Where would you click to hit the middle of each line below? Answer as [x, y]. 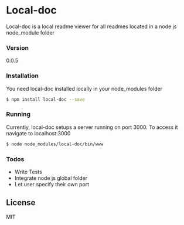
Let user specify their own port [52, 184]
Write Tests [28, 172]
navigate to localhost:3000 [38, 133]
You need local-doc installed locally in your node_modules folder [84, 88]
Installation [23, 76]
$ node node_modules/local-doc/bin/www [55, 144]
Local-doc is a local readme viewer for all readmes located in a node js [91, 26]
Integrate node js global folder [51, 178]
